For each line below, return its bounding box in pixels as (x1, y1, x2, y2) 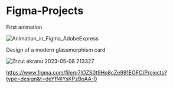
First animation (6, 23, 43, 31)
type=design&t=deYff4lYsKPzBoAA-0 (6, 75, 97, 82)
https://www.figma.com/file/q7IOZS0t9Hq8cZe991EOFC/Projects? (6, 69, 167, 76)
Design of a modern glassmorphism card (6, 46, 106, 53)
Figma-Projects (6, 4, 84, 18)
